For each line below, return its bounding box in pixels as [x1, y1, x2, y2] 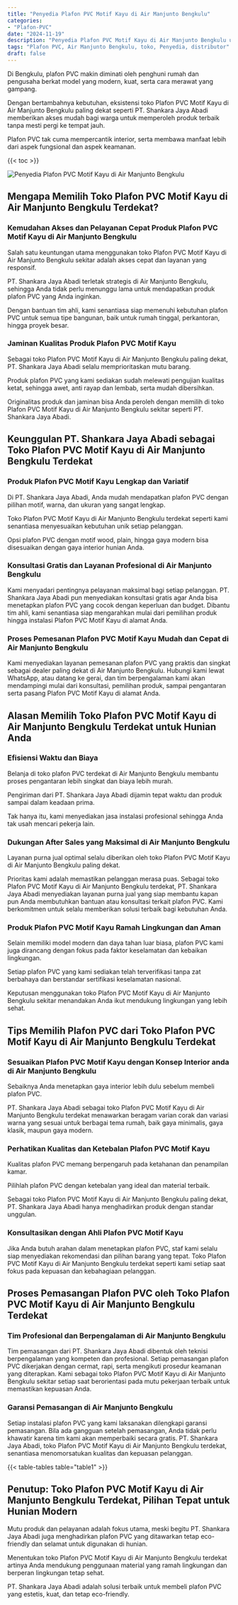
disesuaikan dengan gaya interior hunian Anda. [7, 543, 145, 552]
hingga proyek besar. [7, 321, 69, 329]
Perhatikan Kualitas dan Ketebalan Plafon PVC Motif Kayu [7, 1144, 210, 1154]
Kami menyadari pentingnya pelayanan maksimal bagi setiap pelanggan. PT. [7, 586, 229, 594]
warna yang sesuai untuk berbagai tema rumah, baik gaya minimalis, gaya [7, 1119, 223, 1127]
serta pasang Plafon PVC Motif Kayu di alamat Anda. [7, 689, 161, 697]
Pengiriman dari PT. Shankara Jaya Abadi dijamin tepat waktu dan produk [7, 790, 222, 799]
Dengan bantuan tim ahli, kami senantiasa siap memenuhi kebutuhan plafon [7, 306, 228, 314]
